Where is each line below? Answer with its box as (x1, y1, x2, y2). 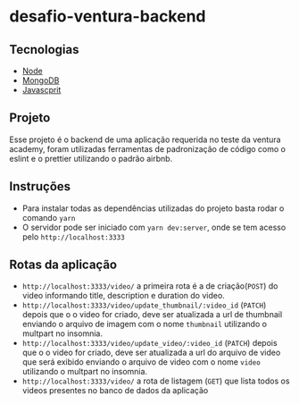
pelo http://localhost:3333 (21, 231, 125, 242)
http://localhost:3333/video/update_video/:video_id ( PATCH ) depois (21, 338, 278, 349)
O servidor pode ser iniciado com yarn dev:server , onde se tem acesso (21, 222, 287, 232)
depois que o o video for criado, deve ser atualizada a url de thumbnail (21, 309, 283, 320)
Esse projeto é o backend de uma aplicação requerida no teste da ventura (9, 134, 281, 145)
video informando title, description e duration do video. (21, 290, 225, 301)
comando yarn (21, 212, 76, 223)
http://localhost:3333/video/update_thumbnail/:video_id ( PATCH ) (21, 299, 267, 310)
